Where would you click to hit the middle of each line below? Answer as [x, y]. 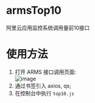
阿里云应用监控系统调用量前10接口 [48, 28]
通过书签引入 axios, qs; [43, 86]
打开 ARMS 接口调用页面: [45, 72]
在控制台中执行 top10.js [45, 93]
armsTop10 [34, 10]
